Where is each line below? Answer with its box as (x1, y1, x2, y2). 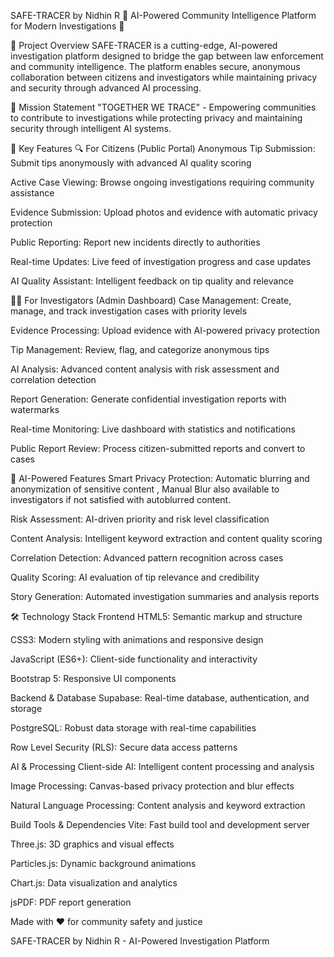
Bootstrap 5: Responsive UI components (10, 673, 177, 684)
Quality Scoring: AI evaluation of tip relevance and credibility (10, 571, 260, 583)
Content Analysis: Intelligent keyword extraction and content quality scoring (10, 533, 323, 544)
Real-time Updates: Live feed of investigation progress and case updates (10, 256, 312, 267)
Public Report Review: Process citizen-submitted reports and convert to (10, 443, 306, 454)
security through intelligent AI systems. (10, 123, 172, 134)
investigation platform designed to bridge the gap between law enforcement (10, 50, 324, 62)
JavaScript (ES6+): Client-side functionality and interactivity (10, 653, 258, 665)
